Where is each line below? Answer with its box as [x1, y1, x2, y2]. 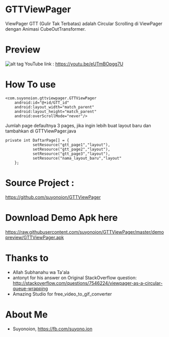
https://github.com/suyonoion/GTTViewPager [5, 194, 101, 200]
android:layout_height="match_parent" [14, 109, 97, 114]
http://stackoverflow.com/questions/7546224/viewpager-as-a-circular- [12, 280, 163, 286]
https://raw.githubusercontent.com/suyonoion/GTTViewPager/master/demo [5, 229, 164, 235]
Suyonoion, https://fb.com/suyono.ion [12, 326, 93, 332]
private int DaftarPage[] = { [5, 138, 70, 143]
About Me [5, 308, 48, 320]
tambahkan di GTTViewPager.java [5, 128, 76, 134]
